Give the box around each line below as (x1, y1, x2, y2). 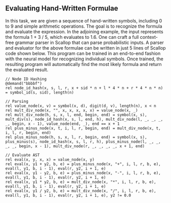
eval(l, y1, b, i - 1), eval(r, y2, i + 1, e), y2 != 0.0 (5, 193, 131, 198)
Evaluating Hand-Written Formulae (5, 4, 118, 13)
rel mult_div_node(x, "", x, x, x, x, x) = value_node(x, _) (5, 107, 138, 113)
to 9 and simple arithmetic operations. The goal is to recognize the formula (5, 23, 162, 29)
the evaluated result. (5, 66, 48, 73)
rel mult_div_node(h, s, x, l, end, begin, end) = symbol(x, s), (5, 112, 147, 117)
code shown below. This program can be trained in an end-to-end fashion (5, 50, 161, 56)
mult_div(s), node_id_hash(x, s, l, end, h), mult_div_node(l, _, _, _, (5, 117, 163, 122)
